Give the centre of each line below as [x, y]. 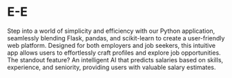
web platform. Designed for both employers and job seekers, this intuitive [112, 45]
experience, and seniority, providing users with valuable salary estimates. [112, 67]
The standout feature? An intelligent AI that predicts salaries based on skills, [115, 60]
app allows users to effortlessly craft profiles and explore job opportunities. [114, 53]
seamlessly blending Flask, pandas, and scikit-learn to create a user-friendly [116, 38]
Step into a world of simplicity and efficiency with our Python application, [111, 31]
